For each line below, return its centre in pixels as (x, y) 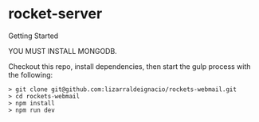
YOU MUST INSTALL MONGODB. (63, 51)
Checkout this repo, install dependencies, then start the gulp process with (129, 66)
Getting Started (33, 36)
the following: (31, 74)
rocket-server (55, 14)
